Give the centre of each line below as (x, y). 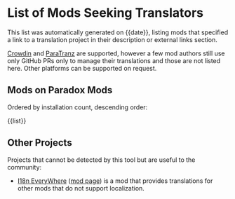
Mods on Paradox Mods (60, 90)
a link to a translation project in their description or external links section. (112, 39)
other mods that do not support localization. (81, 188)
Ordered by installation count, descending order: (78, 107)
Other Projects (40, 143)
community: (25, 167)
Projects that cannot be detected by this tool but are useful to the (101, 160)
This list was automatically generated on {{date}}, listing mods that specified (118, 32)
